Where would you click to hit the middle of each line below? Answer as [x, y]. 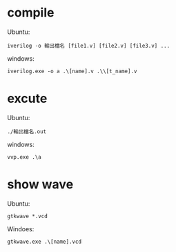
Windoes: [21, 229]
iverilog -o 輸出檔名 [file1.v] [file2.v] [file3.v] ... [89, 46]
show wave [40, 185]
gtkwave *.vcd [28, 216]
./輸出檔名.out [27, 132]
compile [31, 13]
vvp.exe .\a [24, 157]
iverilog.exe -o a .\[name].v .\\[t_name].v [72, 71]
